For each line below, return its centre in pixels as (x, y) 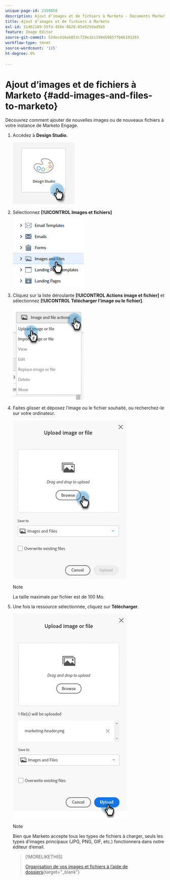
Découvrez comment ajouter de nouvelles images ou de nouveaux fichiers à (85, 120)
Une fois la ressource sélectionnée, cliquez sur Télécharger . (76, 607)
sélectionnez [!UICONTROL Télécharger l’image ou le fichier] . (78, 301)
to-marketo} (32, 106)
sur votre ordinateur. (34, 413)
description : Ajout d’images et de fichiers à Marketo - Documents (78, 16)
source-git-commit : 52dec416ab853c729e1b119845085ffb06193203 (72, 38)
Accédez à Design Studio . (40, 135)
